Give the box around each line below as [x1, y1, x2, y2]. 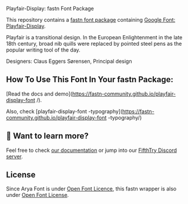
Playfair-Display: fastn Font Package [6, 5, 94, 12]
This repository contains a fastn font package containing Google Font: [6, 16, 176, 23]
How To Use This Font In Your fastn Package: [6, 74, 173, 84]
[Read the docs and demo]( [6, 90, 72, 97]
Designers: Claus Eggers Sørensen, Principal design [6, 58, 132, 64]
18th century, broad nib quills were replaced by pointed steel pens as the [6, 40, 182, 47]
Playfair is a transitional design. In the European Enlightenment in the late [6, 34, 183, 40]
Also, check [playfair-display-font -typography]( [6, 108, 123, 115]
